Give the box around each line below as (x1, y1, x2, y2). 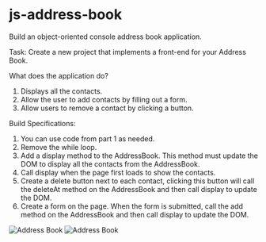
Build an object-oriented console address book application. (9, 32, 203, 41)
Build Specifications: (9, 118, 76, 128)
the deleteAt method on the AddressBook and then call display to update (20, 184, 258, 194)
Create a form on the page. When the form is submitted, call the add (20, 201, 244, 211)
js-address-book (9, 6, 123, 24)
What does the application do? (9, 71, 109, 80)
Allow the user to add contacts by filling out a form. (20, 94, 188, 104)
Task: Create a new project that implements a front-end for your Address (9, 47, 246, 56)
